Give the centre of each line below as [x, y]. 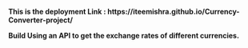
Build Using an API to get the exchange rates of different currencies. [124, 36]
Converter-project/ [41, 20]
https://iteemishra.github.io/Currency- [174, 12]
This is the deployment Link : [57, 12]
